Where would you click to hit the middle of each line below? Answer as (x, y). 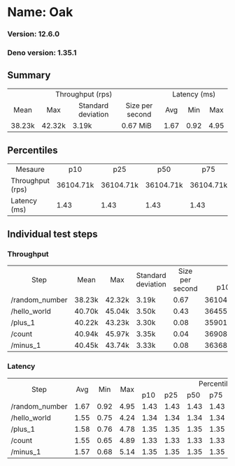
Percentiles (33, 151)
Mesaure (30, 169)
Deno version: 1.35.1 (42, 53)
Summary (29, 75)
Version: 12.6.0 (34, 34)
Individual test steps (52, 234)
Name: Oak (40, 12)
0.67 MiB (136, 125)
